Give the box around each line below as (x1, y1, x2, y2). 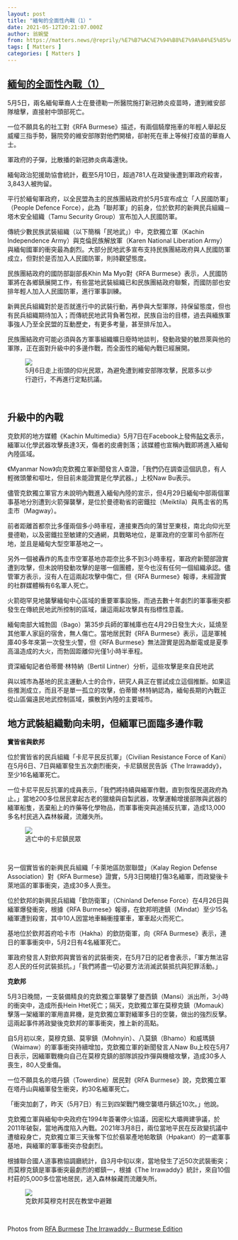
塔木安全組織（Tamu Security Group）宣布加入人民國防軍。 (7, 212, 181, 220)
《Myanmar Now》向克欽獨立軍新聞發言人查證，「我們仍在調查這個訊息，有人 (7, 464, 227, 473)
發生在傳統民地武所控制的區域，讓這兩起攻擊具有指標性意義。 (7, 605, 188, 614)
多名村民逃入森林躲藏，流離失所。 (7, 812, 107, 821)
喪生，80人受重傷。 (7, 1061, 65, 1069)
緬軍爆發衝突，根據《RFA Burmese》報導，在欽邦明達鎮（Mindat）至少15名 (7, 905, 228, 914)
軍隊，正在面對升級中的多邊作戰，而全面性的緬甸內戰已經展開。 (7, 343, 193, 352)
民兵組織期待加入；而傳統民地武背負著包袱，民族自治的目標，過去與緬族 (13, 311, 225, 319)
